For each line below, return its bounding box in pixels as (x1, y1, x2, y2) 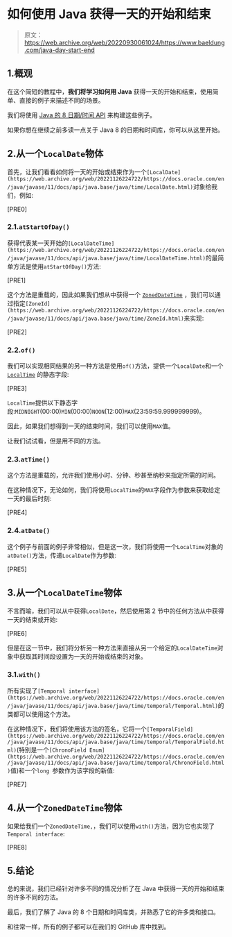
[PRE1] (7, 276, 26, 285)
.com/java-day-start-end (24, 46, 95, 54)
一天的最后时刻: (7, 494, 52, 503)
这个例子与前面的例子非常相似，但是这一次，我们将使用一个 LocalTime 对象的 (7, 542, 224, 550)
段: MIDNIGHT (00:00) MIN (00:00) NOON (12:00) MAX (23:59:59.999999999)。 (7, 407, 206, 416)
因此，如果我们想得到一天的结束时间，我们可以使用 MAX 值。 (7, 422, 175, 430)
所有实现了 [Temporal (7, 686, 66, 695)
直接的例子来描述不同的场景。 (19, 96, 105, 104)
